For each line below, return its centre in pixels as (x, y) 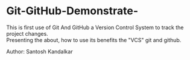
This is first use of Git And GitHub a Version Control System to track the (95, 27)
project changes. (27, 33)
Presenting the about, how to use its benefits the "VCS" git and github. (94, 40)
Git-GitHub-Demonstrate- (72, 11)
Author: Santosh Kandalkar (40, 51)
